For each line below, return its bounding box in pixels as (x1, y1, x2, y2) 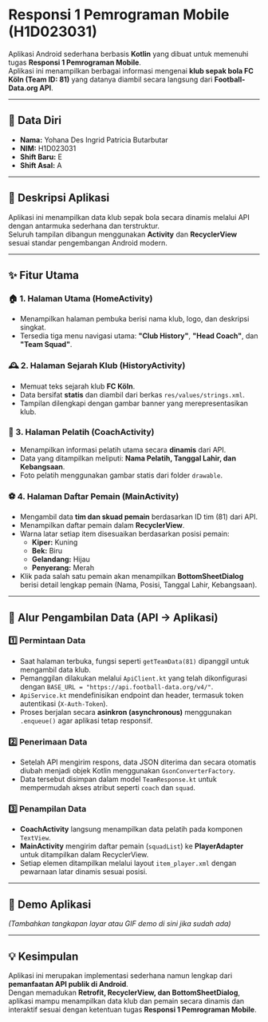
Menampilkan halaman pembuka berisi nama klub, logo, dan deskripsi (19, 314, 250, 324)
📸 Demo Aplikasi (8, 897, 92, 911)
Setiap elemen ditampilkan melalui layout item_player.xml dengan (19, 858, 237, 868)
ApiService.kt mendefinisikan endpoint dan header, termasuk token (19, 690, 244, 700)
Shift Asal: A (19, 160, 62, 170)
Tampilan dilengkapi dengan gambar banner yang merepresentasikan (19, 398, 249, 408)
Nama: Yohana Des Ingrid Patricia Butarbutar (19, 134, 169, 145)
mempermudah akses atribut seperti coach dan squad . (19, 783, 195, 792)
